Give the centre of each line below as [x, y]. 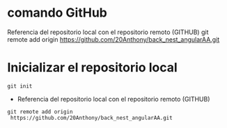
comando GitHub [57, 13]
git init [20, 86]
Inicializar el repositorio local [92, 68]
